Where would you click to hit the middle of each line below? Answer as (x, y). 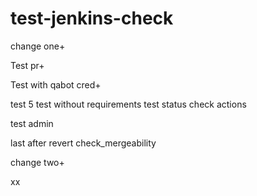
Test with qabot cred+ (56, 84)
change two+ (37, 162)
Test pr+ (27, 65)
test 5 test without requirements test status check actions (128, 104)
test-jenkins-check (92, 18)
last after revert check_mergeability (83, 143)
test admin (32, 123)
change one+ (38, 46)
